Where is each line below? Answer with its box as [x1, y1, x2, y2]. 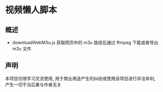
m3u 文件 [12, 46, 32, 52]
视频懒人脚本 [5, 4, 58, 16]
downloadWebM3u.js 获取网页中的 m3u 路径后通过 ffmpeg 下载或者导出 [12, 40, 159, 45]
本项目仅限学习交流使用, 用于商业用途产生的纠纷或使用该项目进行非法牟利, [5, 75, 156, 81]
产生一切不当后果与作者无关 [5, 82, 62, 88]
